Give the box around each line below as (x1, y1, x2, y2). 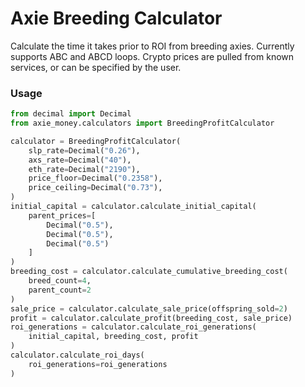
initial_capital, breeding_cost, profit (28, 332, 199, 342)
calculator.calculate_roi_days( (10, 350, 145, 361)
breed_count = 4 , (28, 276, 92, 286)
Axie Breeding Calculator (10, 7, 223, 30)
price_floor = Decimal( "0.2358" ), (28, 173, 163, 184)
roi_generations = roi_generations (28, 359, 168, 369)
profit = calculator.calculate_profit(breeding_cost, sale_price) (10, 313, 293, 323)
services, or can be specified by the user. (10, 61, 182, 73)
